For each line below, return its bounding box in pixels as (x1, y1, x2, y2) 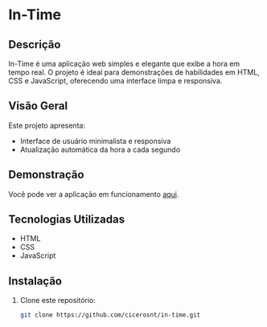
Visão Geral (8, 99, 68, 113)
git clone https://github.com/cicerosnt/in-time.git (19, 311, 201, 319)
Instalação (8, 274, 63, 288)
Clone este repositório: (19, 296, 97, 305)
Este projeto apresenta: (8, 121, 86, 130)
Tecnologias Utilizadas (8, 213, 125, 227)
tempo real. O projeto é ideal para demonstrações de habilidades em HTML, (8, 67, 260, 77)
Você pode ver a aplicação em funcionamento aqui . (8, 189, 179, 198)
